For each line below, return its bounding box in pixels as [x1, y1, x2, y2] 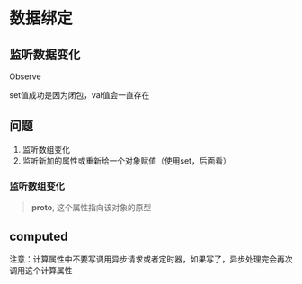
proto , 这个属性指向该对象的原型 [31, 202, 152, 213]
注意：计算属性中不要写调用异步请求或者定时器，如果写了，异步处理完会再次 [9, 253, 293, 264]
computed [9, 228, 68, 244]
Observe [9, 71, 42, 82]
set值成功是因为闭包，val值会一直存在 [9, 90, 150, 100]
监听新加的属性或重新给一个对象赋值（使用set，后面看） [22, 155, 231, 166]
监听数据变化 [9, 47, 81, 62]
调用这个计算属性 [9, 264, 73, 275]
